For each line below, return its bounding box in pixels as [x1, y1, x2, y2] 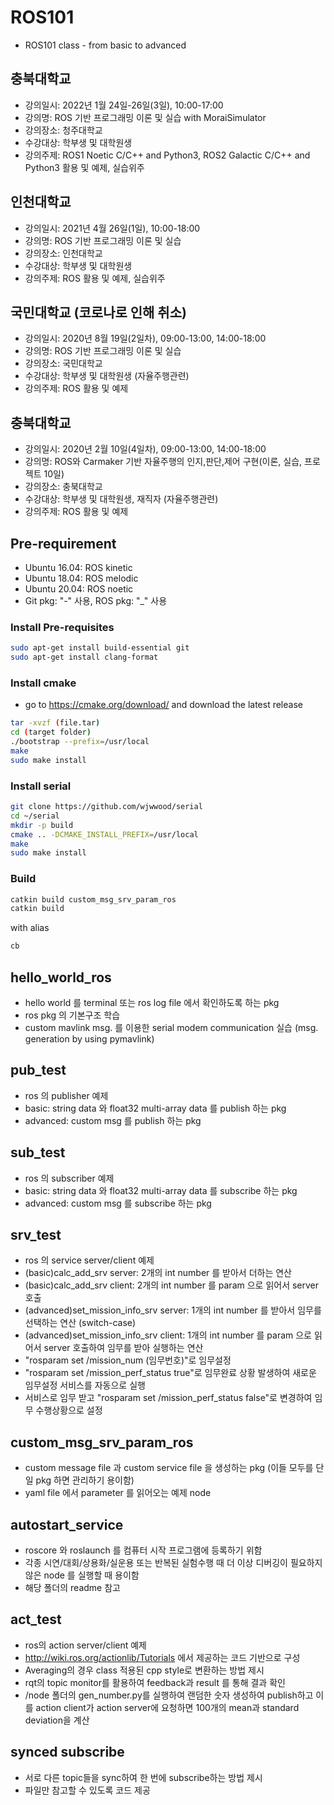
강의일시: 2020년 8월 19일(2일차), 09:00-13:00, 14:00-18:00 [24, 332, 267, 345]
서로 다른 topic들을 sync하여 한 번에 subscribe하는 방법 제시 [24, 1771, 263, 1783]
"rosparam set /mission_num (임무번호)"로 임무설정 [24, 1354, 232, 1366]
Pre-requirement [10, 535, 117, 552]
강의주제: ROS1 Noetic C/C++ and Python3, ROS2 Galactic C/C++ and [24, 149, 311, 161]
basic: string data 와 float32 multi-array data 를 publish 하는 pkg [24, 1102, 287, 1114]
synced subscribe [10, 1744, 125, 1761]
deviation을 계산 [24, 1714, 90, 1726]
